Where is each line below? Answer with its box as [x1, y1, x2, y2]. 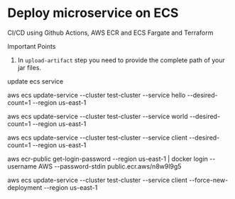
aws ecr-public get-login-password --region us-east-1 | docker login [7, 154, 208, 163]
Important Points [7, 42, 56, 50]
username [7, 161, 37, 171]
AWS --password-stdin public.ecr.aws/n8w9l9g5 [38, 161, 182, 171]
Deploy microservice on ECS [7, 5, 179, 21]
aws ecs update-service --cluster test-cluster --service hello [7, 91, 186, 99]
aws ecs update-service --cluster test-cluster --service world [7, 112, 188, 120]
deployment [7, 183, 43, 192]
